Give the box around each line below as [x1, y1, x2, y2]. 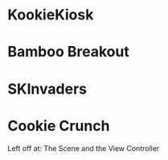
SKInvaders [7, 79, 88, 98]
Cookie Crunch [7, 116, 110, 135]
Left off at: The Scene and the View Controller [7, 143, 160, 153]
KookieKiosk [7, 6, 94, 24]
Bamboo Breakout [7, 43, 129, 61]
